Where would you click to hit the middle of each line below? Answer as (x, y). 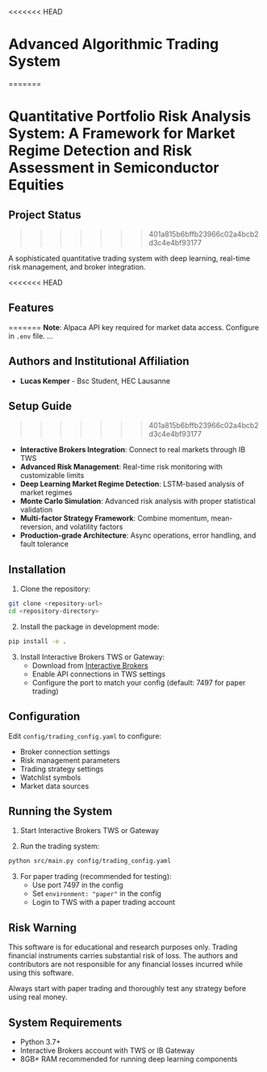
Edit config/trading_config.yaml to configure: (85, 736)
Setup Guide (40, 406)
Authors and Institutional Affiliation (99, 361)
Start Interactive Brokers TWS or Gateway (90, 831)
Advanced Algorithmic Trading (114, 44)
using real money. (38, 997)
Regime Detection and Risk (100, 151)
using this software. (41, 973)
